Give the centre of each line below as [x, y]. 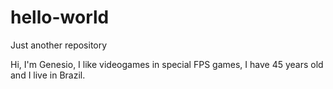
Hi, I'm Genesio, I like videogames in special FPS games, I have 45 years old [167, 64]
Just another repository [59, 45]
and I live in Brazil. [48, 75]
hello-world [60, 17]
